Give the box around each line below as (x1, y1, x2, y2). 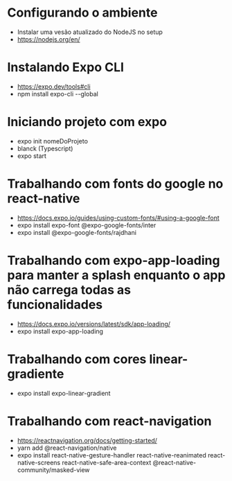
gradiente (7, 366, 64, 382)
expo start (17, 151, 47, 160)
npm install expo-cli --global (17, 89, 98, 98)
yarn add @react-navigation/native (17, 444, 117, 452)
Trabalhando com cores (7, 351, 147, 367)
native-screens (17, 458, 61, 466)
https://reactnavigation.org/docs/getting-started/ (17, 436, 158, 444)
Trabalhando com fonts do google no (7, 176, 224, 191)
